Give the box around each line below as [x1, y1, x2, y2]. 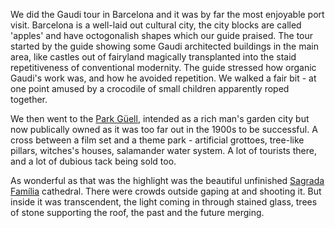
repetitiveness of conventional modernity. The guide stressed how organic [10, 62, 317, 73]
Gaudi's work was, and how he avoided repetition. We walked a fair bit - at [10, 72, 317, 84]
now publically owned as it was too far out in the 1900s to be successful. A [10, 124, 318, 135]
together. [10, 94, 48, 105]
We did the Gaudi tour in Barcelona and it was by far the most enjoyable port [10, 9, 325, 20]
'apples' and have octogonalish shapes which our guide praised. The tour [10, 30, 314, 41]
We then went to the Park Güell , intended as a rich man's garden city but [10, 113, 310, 124]
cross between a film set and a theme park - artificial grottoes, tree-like [10, 134, 305, 146]
